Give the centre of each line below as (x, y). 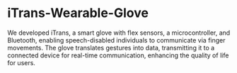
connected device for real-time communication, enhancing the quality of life (118, 55)
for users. (21, 62)
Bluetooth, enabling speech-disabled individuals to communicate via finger (116, 40)
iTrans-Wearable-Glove (78, 13)
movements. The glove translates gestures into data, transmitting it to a (111, 47)
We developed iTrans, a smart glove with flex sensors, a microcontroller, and (119, 33)
